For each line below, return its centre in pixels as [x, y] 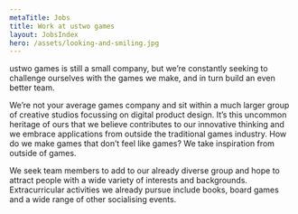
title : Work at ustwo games [62, 26]
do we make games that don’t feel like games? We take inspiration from [142, 144]
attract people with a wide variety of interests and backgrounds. [129, 181]
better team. [33, 88]
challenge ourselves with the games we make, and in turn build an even [142, 79]
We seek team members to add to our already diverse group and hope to [144, 171]
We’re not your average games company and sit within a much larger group [149, 106]
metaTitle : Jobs [40, 18]
